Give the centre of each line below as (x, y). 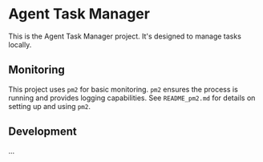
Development (43, 132)
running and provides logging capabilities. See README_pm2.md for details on (132, 98)
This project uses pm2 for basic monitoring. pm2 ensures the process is (123, 89)
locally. (20, 44)
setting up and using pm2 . (49, 106)
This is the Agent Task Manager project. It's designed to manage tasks (125, 36)
